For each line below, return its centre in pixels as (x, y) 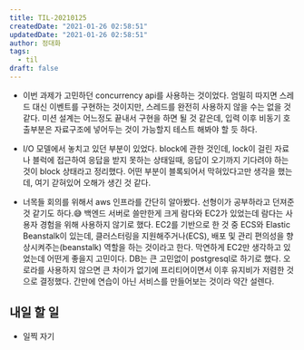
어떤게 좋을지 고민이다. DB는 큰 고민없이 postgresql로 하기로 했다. (164, 258)
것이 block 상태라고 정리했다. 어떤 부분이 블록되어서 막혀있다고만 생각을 (149, 171)
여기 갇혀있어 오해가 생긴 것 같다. (93, 182)
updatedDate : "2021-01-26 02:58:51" (78, 34)
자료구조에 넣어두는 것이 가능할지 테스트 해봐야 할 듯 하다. (156, 129)
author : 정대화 (35, 43)
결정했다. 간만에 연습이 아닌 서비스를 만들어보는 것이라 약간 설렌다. (157, 281)
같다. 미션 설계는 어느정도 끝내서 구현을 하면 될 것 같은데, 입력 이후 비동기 (152, 118)
